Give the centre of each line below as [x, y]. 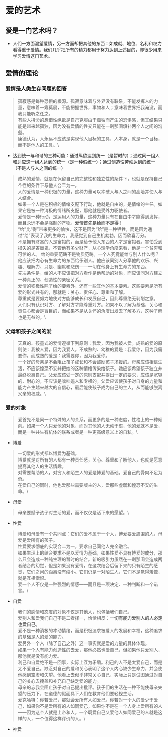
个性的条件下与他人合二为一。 [48, 185]
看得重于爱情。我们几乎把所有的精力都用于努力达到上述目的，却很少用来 [87, 50]
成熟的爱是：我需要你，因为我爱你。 [72, 355]
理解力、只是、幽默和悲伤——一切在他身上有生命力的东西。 [88, 266]
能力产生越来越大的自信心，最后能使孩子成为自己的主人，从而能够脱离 [90, 387]
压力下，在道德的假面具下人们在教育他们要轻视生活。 [81, 694]
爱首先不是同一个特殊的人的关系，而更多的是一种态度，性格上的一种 [88, 420]
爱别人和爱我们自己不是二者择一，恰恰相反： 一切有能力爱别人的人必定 [90, 618]
